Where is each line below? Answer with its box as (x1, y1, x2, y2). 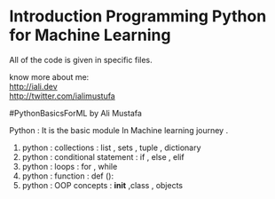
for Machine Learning (9, 25, 171, 45)
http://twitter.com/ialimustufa (9, 91, 115, 101)
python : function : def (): (21, 171, 114, 181)
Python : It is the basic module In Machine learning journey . (9, 124, 229, 135)
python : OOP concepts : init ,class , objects (21, 179, 184, 190)
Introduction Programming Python (9, 6, 267, 27)
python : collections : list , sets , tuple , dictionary (21, 142, 201, 153)
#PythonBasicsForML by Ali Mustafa (9, 107, 142, 118)
